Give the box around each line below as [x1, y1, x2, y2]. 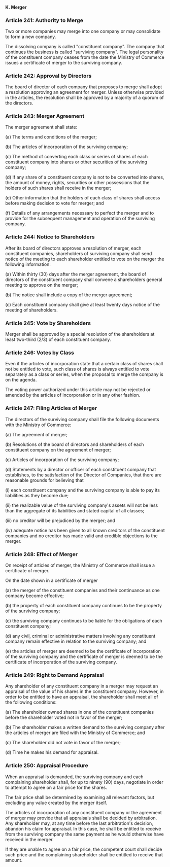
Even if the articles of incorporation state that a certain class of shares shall [5, 361, 163, 367]
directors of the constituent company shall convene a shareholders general [5, 276, 162, 283]
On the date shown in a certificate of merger [5, 577, 98, 583]
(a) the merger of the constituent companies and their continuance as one [5, 587, 160, 593]
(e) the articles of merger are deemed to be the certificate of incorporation [5, 648, 161, 654]
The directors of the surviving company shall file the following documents [5, 416, 159, 422]
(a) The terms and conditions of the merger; [5, 134, 97, 140]
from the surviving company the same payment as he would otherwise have [5, 831, 164, 837]
